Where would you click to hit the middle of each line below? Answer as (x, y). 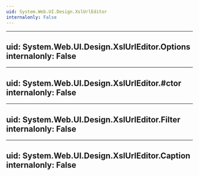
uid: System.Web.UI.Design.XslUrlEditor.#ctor (94, 83)
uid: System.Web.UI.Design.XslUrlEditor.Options (98, 47)
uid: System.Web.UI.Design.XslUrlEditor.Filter (93, 120)
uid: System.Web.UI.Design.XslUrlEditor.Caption (98, 156)
